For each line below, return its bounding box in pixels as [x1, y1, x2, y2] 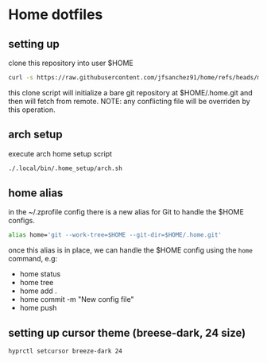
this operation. [8, 105, 56, 114]
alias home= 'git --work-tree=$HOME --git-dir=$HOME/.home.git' [8, 231, 222, 239]
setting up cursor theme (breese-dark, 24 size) [8, 326, 246, 339]
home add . [19, 286, 57, 295]
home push [19, 303, 57, 313]
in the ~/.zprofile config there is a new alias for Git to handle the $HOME [8, 207, 245, 217]
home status [19, 269, 61, 279]
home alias [8, 186, 64, 199]
